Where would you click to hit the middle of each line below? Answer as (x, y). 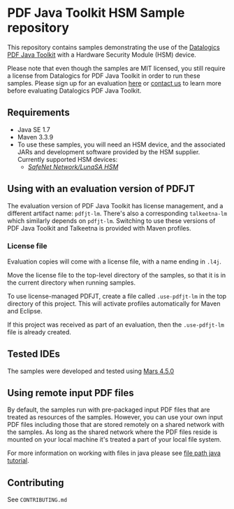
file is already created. (39, 332)
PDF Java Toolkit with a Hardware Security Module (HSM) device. (102, 55)
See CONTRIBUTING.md (37, 500)
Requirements (38, 113)
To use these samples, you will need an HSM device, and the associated (121, 144)
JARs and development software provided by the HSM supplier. (109, 151)
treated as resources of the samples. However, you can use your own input (115, 417)
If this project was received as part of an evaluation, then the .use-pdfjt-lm (116, 325)
